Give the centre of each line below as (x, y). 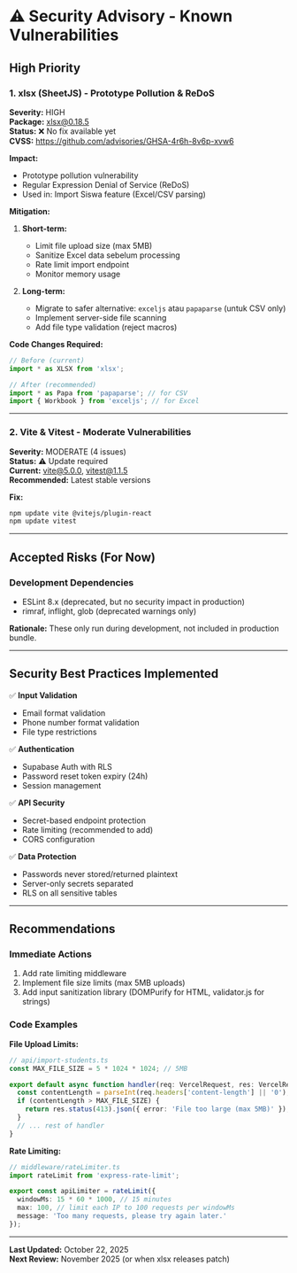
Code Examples (43, 1025)
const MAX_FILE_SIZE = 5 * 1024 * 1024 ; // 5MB (99, 1068)
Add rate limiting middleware (74, 974)
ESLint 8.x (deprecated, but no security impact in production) (133, 602)
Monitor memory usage (78, 274)
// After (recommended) (53, 384)
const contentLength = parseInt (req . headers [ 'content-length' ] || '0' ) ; (154, 1093)
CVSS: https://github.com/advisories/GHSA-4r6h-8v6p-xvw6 (122, 141)
